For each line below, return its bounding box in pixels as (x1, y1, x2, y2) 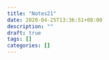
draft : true (7, 29, 41, 37)
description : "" (7, 23, 53, 30)
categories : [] (7, 42, 51, 49)
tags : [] (7, 36, 32, 43)
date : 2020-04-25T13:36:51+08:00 (7, 17, 103, 23)
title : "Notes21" (7, 10, 57, 17)
